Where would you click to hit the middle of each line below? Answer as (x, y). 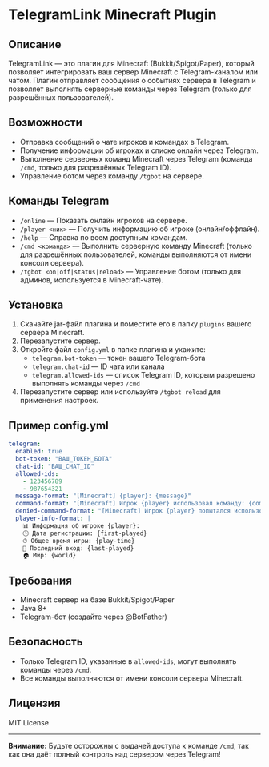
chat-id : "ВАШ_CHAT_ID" (55, 466)
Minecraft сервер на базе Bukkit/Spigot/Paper (97, 600)
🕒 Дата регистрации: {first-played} (85, 533)
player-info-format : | (53, 518)
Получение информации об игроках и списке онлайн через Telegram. (139, 150)
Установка (36, 305)
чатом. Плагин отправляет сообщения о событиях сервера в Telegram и (132, 80)
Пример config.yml (59, 425)
